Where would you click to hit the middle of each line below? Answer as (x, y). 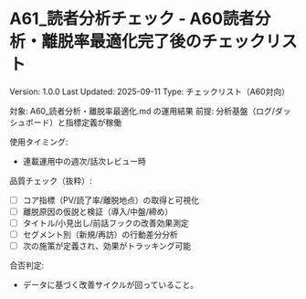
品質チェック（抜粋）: (51, 180)
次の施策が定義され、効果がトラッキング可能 (107, 246)
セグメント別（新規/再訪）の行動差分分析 (100, 235)
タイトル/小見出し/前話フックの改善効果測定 (106, 223)
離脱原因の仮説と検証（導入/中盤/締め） (98, 212)
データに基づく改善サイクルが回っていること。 (111, 285)
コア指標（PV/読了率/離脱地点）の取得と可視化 (111, 200)
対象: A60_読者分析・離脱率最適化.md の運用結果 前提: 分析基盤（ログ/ (142, 111)
